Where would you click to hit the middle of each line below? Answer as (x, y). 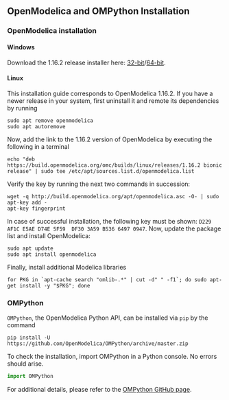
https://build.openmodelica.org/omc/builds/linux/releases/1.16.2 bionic (115, 165)
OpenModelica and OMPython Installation (98, 11)
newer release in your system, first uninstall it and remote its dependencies (113, 101)
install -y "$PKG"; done (55, 285)
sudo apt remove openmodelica (50, 120)
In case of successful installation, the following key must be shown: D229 (109, 221)
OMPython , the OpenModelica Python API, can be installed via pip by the (108, 318)
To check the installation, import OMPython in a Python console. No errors (112, 357)
